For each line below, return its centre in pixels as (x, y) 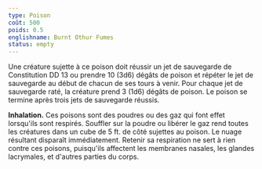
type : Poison (29, 15)
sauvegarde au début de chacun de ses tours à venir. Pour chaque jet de (126, 84)
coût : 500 (24, 23)
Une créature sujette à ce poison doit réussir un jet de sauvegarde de (120, 67)
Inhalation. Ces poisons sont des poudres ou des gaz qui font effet (116, 115)
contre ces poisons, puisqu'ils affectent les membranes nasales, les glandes (131, 149)
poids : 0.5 (26, 30)
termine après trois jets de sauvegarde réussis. (84, 100)
